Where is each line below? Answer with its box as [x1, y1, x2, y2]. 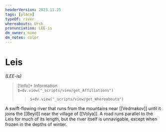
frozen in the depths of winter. [5, 121, 67, 127]
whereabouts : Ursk [5, 21, 43, 26]
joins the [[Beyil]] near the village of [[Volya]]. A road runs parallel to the [5, 111, 153, 117]
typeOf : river [5, 16, 35, 21]
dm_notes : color [5, 35, 39, 40]
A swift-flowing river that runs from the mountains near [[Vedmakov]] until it [5, 105, 161, 111]
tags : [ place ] [5, 12, 35, 17]
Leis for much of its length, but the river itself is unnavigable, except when [5, 116, 158, 122]
